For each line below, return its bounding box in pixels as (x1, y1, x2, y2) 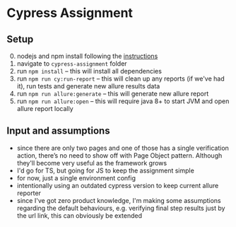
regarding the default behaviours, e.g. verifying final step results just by (16, 204, 225, 212)
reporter (16, 189, 42, 197)
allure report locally (16, 105, 73, 112)
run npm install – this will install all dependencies (16, 67, 162, 75)
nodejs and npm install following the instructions (16, 52, 158, 60)
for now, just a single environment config (16, 173, 136, 182)
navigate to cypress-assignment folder (16, 59, 128, 68)
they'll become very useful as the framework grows (16, 158, 167, 167)
